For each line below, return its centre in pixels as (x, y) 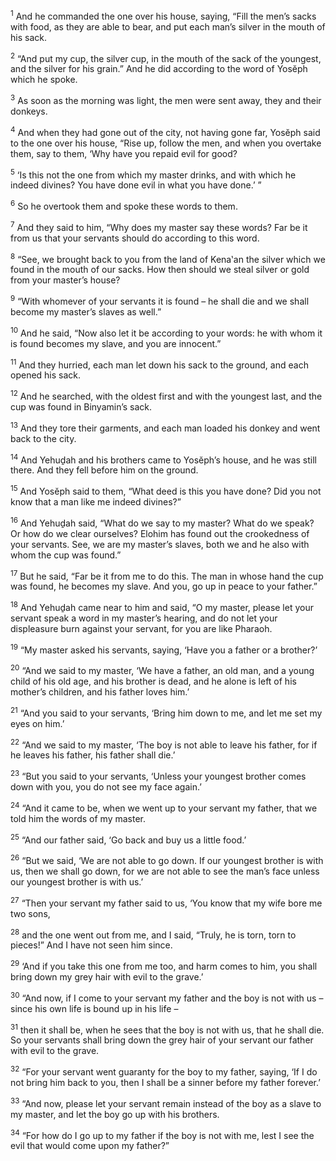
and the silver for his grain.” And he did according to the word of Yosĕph (159, 69)
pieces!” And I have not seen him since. (91, 945)
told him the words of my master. (78, 818)
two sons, (30, 913)
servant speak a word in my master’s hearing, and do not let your (144, 618)
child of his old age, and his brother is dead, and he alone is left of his (153, 681)
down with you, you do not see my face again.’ (106, 787)
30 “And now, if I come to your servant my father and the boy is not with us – (167, 997)
